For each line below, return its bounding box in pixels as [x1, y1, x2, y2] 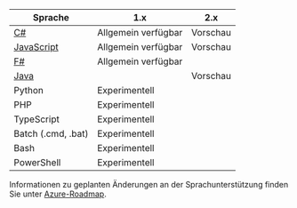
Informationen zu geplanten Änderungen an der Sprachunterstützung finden [9, 180, 289, 189]
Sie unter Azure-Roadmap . [9, 188, 107, 199]
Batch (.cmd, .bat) [13, 128, 89, 140]
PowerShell [13, 156, 61, 168]
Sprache [32, 12, 69, 23]
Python [13, 84, 44, 96]
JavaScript [13, 41, 60, 52]
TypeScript [13, 113, 60, 125]
